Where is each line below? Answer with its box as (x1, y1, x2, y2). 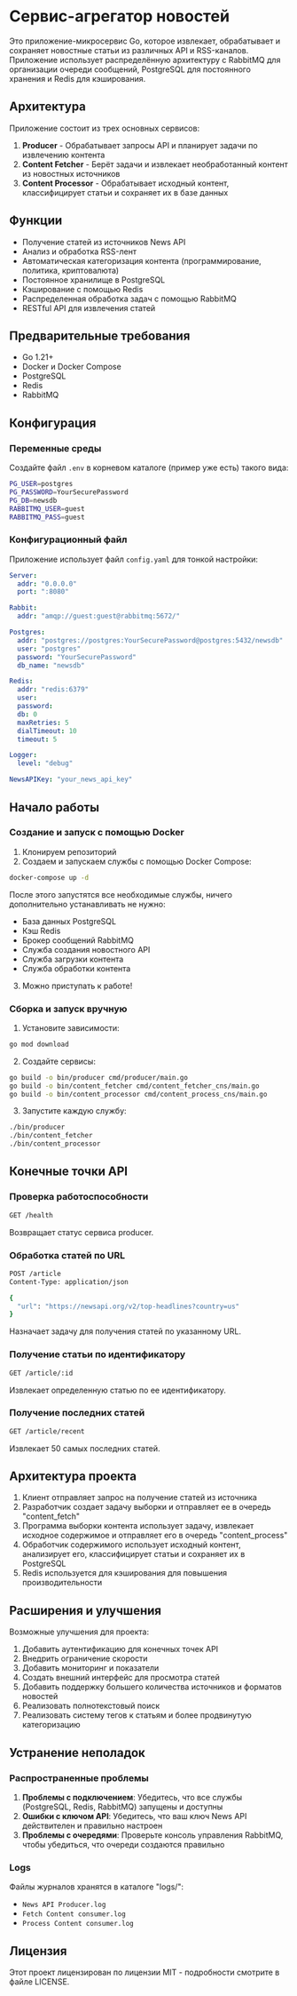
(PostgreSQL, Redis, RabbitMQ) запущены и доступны (21, 1801, 223, 1812)
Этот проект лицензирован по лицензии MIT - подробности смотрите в (9, 1967, 280, 1978)
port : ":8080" (17, 587, 69, 596)
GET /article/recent (9, 1426, 86, 1436)
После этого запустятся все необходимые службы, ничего (9, 889, 233, 899)
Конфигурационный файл (9, 533, 128, 546)
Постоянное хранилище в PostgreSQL (21, 274, 166, 285)
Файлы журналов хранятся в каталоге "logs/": (9, 1881, 184, 1892)
